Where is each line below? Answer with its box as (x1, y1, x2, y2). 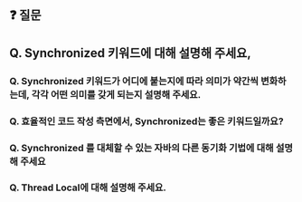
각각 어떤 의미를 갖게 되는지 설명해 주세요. (31, 88, 202, 101)
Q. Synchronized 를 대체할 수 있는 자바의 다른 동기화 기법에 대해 (9, 141, 274, 154)
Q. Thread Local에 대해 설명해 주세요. (9, 181, 167, 194)
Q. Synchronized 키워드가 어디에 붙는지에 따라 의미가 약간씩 (9, 74, 260, 87)
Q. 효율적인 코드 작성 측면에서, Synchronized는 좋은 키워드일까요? (9, 115, 284, 128)
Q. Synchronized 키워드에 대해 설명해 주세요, (9, 45, 251, 61)
